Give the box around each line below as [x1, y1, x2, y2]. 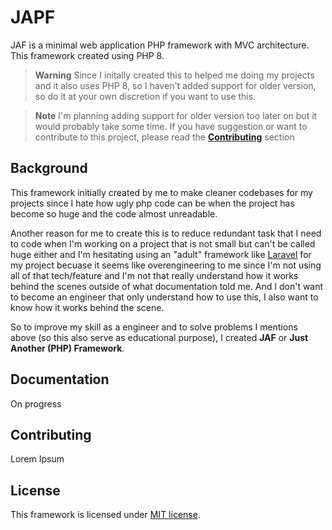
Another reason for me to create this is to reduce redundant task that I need [10, 227, 322, 239]
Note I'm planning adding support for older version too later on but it [34, 109, 318, 121]
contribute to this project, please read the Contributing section [34, 131, 295, 143]
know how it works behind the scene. [10, 301, 165, 313]
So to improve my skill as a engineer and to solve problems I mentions [10, 321, 298, 333]
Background [10, 160, 88, 177]
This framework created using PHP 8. [10, 49, 165, 61]
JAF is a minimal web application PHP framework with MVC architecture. [10, 39, 310, 51]
